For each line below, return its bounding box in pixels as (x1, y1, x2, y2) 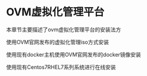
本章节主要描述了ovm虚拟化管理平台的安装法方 (6, 26, 121, 33)
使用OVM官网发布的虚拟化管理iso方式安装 (6, 38, 109, 45)
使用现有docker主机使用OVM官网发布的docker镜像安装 (6, 51, 142, 58)
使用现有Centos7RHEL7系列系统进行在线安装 (6, 63, 116, 71)
